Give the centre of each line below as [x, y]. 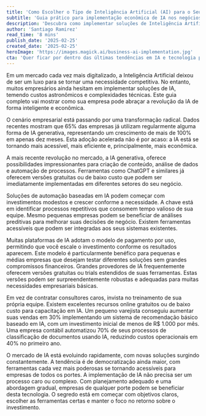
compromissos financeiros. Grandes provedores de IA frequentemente [96, 266]
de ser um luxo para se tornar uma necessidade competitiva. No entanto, [99, 82]
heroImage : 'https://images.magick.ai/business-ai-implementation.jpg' [100, 52]
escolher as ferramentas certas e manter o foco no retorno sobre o [91, 401]
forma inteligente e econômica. [46, 107]
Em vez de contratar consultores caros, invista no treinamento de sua [94, 298]
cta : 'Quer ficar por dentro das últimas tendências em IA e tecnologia [101, 58]
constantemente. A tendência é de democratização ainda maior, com [93, 361]
